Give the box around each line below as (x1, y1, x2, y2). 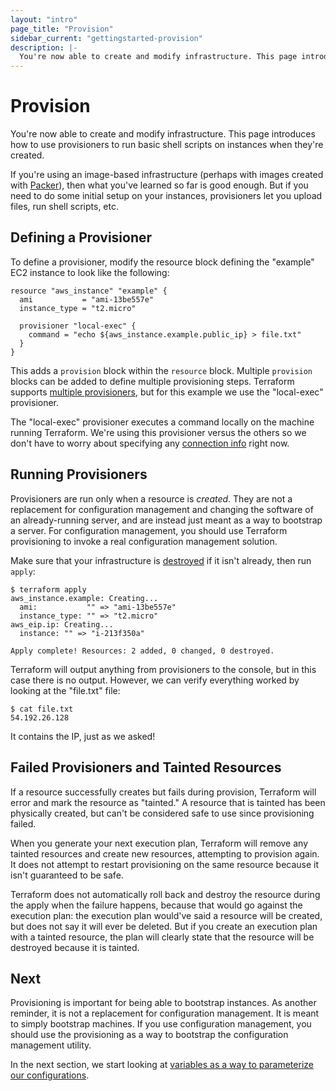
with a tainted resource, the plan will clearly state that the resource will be (10, 931, 315, 943)
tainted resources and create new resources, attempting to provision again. (10, 847, 320, 860)
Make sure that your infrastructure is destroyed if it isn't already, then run (10, 554, 312, 566)
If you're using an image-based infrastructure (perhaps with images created (10, 169, 324, 181)
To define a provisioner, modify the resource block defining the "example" (10, 256, 315, 268)
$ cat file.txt (10, 704, 74, 714)
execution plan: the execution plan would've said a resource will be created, (10, 909, 323, 921)
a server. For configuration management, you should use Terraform (10, 524, 288, 536)
